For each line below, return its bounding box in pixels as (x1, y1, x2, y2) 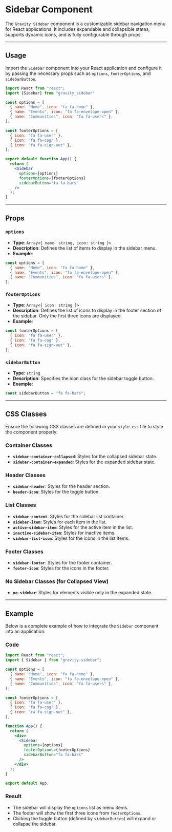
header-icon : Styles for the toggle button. (12, 489, 100, 495)
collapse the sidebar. (12, 821, 57, 827)
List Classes (5, 502, 36, 509)
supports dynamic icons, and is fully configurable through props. (5, 31, 142, 37)
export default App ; (5, 781, 50, 786)
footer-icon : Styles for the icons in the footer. (12, 565, 110, 571)
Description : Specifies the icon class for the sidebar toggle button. (12, 375, 154, 382)
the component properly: (5, 429, 58, 435)
